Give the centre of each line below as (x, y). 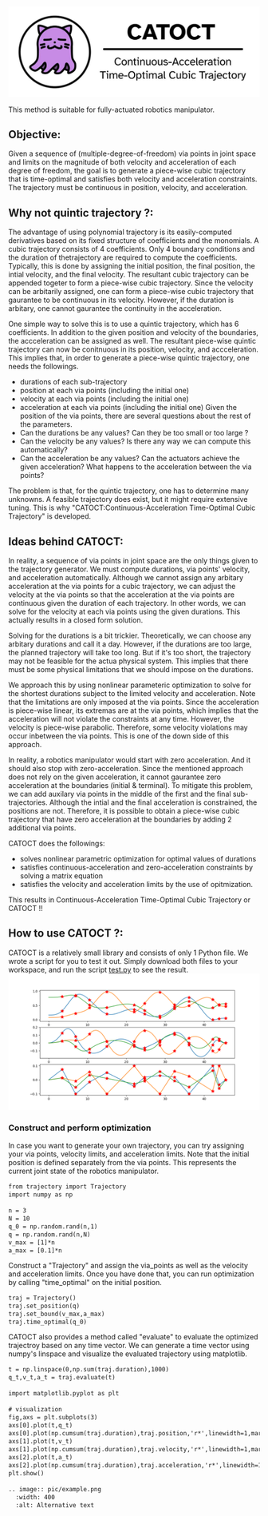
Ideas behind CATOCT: (66, 541)
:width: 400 (35, 1497)
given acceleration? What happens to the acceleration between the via (136, 467)
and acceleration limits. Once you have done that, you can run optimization (131, 1274)
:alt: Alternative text (55, 1505)
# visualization (35, 1409)
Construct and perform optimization (80, 1128)
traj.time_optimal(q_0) (48, 1322)
